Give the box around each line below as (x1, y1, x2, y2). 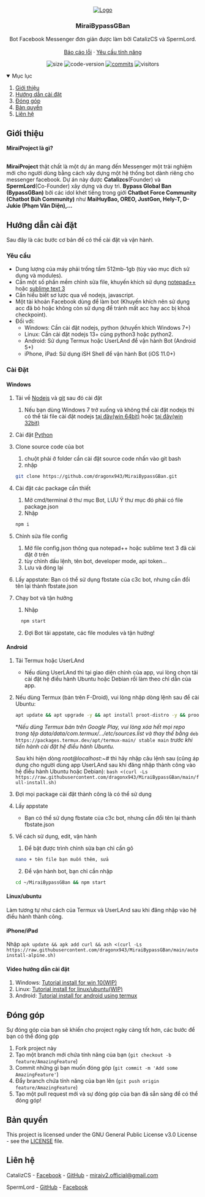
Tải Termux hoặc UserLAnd (15, 657, 84, 665)
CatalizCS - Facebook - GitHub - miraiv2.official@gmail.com (6, 1171, 158, 1179)
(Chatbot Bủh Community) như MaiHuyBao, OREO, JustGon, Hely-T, (6, 195, 182, 203)
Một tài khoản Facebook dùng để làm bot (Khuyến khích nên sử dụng (15, 298, 190, 305)
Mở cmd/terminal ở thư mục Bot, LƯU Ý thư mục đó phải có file (24, 496, 184, 504)
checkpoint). (15, 311, 48, 319)
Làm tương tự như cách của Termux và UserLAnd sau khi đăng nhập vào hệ (6, 907, 197, 913)
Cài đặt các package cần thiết (15, 485, 91, 492)
